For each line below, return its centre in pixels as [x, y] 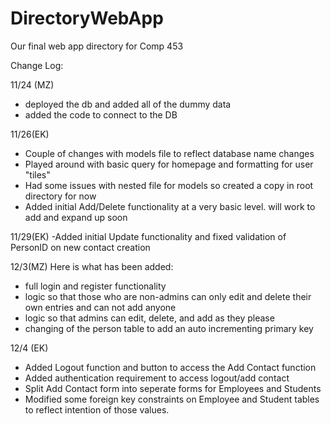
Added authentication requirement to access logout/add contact [157, 378]
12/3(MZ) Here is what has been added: [92, 266]
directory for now [60, 196]
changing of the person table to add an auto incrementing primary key [169, 328]
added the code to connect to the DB [101, 114]
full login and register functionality [95, 286]
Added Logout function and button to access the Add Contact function [170, 367]
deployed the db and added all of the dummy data [128, 104]
